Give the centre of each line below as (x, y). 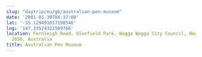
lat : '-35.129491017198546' (41, 23)
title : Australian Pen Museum (44, 45)
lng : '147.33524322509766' (40, 28)
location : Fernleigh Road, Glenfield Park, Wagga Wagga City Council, (96, 34)
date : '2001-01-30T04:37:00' (43, 17)
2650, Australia (32, 39)
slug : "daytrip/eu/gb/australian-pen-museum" (64, 12)
